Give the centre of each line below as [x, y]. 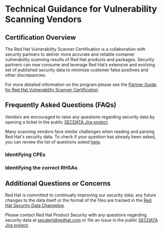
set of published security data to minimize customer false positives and [77, 70]
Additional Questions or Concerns [58, 183]
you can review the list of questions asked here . [53, 142]
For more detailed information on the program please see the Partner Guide [81, 85]
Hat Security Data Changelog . [35, 206]
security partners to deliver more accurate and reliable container [70, 54]
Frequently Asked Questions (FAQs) [61, 105]
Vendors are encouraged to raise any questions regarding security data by [80, 117]
